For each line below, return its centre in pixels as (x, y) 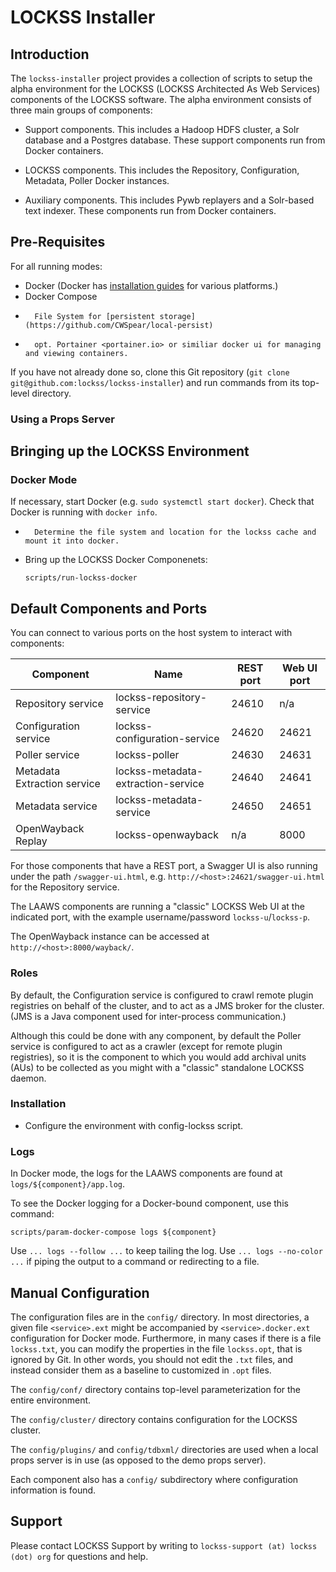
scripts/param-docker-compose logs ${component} (113, 1232)
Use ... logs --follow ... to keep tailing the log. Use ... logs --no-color (166, 1251)
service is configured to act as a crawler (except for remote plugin (146, 1046)
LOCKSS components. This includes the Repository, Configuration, (162, 170)
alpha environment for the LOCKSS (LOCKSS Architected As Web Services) (165, 89)
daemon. (28, 1078)
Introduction (50, 54)
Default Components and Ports (109, 608)
